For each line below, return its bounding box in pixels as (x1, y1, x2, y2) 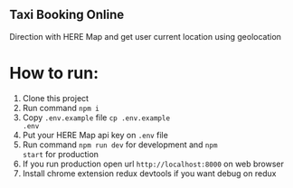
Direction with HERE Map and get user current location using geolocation (9, 31, 282, 42)
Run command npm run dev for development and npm (22, 139, 218, 150)
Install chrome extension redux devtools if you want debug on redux (22, 167, 277, 179)
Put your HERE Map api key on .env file (22, 129, 169, 140)
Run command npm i (22, 102, 99, 113)
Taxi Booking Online (9, 7, 125, 23)
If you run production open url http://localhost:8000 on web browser (22, 158, 285, 169)
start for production (22, 148, 99, 159)
